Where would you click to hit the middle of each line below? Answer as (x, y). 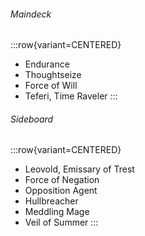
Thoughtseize (53, 75)
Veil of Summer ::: (61, 222)
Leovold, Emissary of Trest (79, 169)
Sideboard (32, 119)
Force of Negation (62, 180)
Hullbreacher (51, 201)
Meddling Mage (57, 212)
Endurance (47, 64)
